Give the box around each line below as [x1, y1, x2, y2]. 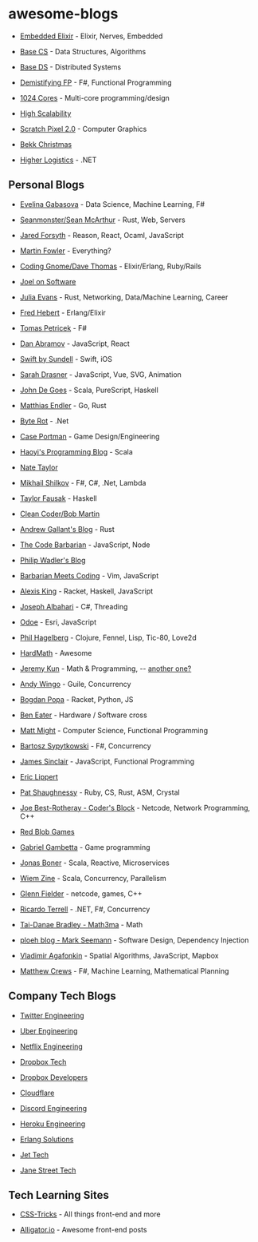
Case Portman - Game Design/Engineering [19, 431, 160, 441]
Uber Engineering [19, 1026, 78, 1035]
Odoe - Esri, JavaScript [19, 617, 97, 627]
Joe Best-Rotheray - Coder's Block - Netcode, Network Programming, [19, 803, 251, 812]
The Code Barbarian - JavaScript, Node [19, 540, 150, 550]
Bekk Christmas [19, 139, 72, 149]
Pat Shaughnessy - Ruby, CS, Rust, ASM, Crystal [19, 788, 181, 797]
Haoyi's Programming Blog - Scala [19, 446, 133, 456]
